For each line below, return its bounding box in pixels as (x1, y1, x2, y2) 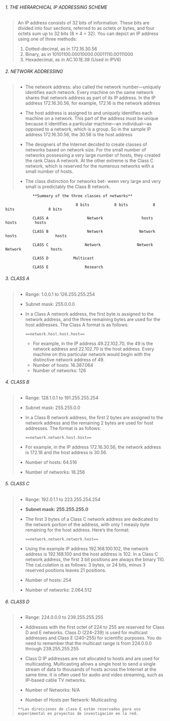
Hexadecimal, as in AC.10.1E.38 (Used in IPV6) (25, 56, 122, 63)
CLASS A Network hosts (32, 216, 153, 221)
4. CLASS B (5, 379, 29, 385)
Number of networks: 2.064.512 (25, 587, 92, 593)
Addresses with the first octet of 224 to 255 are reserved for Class (25, 624, 165, 630)
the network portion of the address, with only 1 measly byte (25, 521, 150, 528)
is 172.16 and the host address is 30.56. (25, 449, 108, 455)
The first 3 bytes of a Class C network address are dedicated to (25, 516, 158, 522)
